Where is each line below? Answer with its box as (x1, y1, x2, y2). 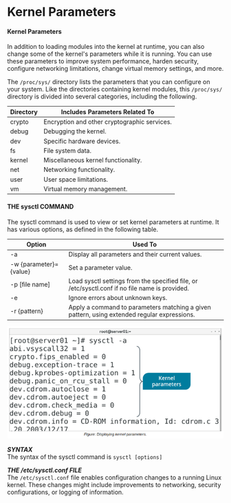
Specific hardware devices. (43, 137, 121, 145)
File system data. (43, 146, 91, 155)
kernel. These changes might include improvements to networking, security (7, 480, 221, 489)
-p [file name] (10, 280, 50, 289)
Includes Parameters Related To (60, 107, 155, 116)
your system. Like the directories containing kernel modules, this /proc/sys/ (7, 85, 223, 94)
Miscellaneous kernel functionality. (43, 156, 142, 164)
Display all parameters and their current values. (68, 250, 202, 259)
